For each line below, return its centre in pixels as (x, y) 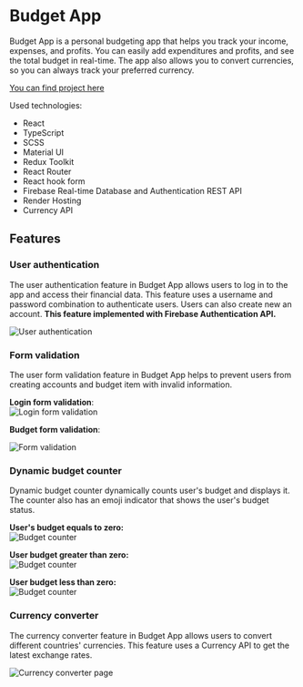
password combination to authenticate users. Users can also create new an (151, 304)
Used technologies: (46, 105)
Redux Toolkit (48, 161)
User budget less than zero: (63, 582)
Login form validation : (52, 402)
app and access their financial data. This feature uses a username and (141, 294)
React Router (47, 171)
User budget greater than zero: (69, 555)
